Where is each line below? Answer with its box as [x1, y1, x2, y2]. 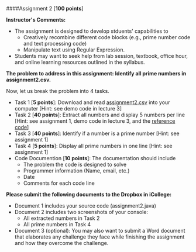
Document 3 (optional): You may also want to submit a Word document [14, 227, 185, 234]
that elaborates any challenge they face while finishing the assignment [14, 233, 185, 240]
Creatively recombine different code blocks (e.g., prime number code [23, 34, 191, 40]
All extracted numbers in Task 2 [23, 215, 100, 222]
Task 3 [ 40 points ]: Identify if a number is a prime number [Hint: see [14, 130, 180, 137]
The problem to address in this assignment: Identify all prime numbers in [6, 70, 187, 77]
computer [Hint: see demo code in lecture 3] [14, 105, 122, 112]
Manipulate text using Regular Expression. [23, 46, 125, 53]
